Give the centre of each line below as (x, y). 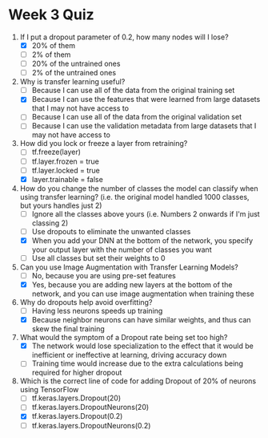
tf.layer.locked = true (66, 170)
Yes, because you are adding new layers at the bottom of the (132, 285)
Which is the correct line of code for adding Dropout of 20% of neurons (138, 381)
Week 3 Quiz (51, 15)
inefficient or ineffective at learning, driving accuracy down (129, 355)
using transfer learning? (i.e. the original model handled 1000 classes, (134, 197)
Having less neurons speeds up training (97, 311)
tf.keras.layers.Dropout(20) (76, 398)
